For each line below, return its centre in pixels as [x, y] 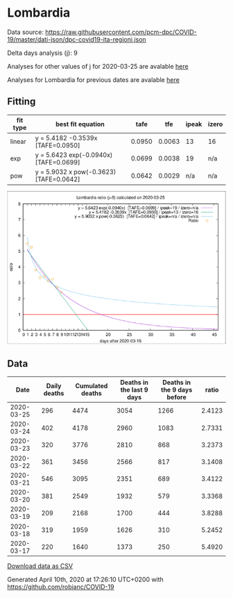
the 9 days [176, 390]
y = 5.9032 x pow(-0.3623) [76, 172]
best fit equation [80, 124]
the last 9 [134, 390]
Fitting [21, 102]
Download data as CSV [40, 566]
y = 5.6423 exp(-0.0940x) [74, 155]
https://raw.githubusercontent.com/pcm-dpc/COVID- [121, 32]
